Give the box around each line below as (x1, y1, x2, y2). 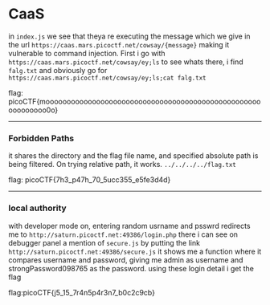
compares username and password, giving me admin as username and (8, 254, 243, 265)
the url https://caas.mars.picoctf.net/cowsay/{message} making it (8, 39, 230, 49)
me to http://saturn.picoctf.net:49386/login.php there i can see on (8, 230, 239, 239)
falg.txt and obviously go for (8, 65, 108, 75)
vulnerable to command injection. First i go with (8, 48, 166, 58)
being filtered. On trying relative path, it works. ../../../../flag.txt (8, 160, 237, 169)
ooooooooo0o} (8, 105, 59, 115)
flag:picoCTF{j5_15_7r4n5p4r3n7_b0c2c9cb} (8, 287, 155, 297)
